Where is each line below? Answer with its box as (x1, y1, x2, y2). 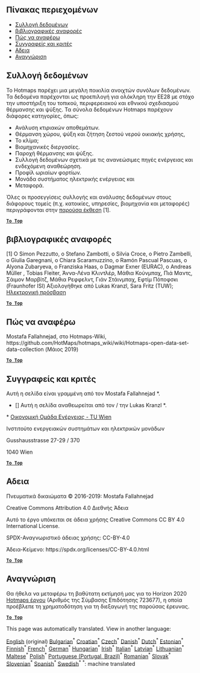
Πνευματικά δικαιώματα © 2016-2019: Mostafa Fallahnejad (6, 492, 154, 500)
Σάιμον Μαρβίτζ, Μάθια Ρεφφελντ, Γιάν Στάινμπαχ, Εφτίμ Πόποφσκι (6, 276, 178, 283)
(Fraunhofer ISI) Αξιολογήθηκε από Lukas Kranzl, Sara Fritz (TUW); (6, 282, 173, 289)
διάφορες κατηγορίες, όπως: (6, 112, 79, 120)
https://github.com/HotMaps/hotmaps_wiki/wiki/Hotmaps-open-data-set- (6, 340, 189, 347)
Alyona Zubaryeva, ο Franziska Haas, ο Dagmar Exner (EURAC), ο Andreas (6, 263, 192, 271)
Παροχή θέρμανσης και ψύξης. (14, 149, 94, 156)
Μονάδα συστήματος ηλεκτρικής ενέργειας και (14, 175, 135, 182)
